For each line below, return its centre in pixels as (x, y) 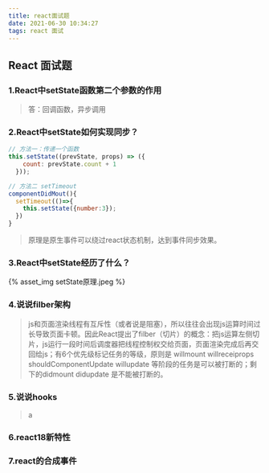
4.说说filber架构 (39, 305)
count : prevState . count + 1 (69, 165)
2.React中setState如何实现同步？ (73, 132)
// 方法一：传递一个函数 (44, 150)
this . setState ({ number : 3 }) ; (69, 209)
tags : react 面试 (36, 31)
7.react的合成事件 (43, 461)
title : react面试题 (39, 16)
